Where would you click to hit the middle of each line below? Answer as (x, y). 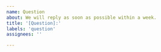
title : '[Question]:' (34, 23)
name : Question (26, 12)
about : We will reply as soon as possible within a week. (81, 18)
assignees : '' (24, 34)
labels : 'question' (31, 29)
